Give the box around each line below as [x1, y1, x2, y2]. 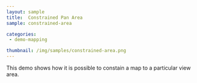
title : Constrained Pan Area [6, 15, 83, 21]
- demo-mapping [9, 37, 47, 43]
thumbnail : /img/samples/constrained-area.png [6, 48, 126, 54]
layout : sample [6, 8, 45, 15]
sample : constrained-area [6, 20, 72, 26]
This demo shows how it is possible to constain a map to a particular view [6, 64, 191, 71]
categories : [6, 31, 36, 37]
